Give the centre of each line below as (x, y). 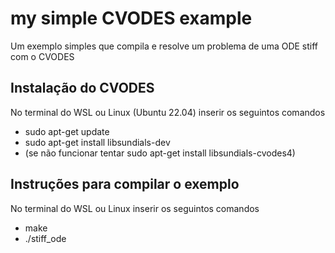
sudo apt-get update (67, 131)
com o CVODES (42, 56)
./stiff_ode (45, 238)
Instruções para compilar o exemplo (125, 184)
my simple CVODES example (131, 18)
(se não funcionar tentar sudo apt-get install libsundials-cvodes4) (160, 153)
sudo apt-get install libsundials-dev (97, 142)
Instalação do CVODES (82, 88)
